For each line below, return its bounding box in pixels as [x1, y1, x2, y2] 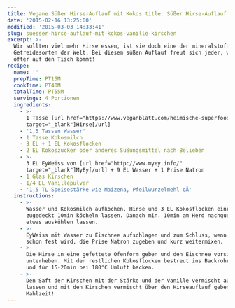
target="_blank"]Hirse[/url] [25, 120, 111, 128]
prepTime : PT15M [13, 75, 61, 83]
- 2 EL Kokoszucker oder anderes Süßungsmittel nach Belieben [20, 147, 205, 154]
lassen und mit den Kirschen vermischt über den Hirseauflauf [25, 283, 211, 290]
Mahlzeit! [25, 290, 55, 297]
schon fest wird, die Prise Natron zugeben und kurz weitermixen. [25, 238, 224, 245]
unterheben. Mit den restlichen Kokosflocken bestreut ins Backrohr [25, 258, 230, 265]
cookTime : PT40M [13, 82, 61, 89]
